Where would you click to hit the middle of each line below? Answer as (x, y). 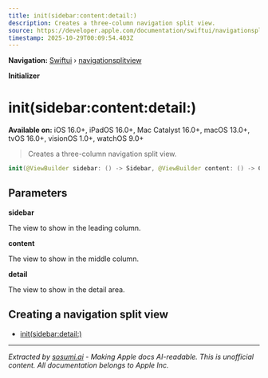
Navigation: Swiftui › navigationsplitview (75, 60)
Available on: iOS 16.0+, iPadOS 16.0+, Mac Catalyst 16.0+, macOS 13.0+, (129, 130)
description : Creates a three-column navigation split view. (112, 23)
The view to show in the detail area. (67, 289)
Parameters (38, 193)
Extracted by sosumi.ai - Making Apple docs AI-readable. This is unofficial (131, 357)
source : (21, 30)
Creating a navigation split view (89, 315)
